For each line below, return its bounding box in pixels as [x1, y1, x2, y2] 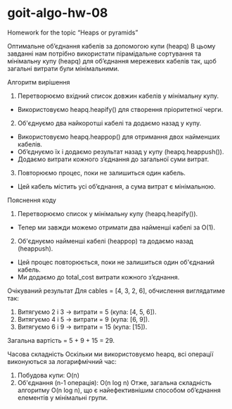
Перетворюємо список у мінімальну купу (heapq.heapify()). [17, 209, 198, 218]
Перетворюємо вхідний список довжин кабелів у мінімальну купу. [17, 92, 219, 100]
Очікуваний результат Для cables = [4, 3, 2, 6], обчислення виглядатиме [7, 287, 226, 295]
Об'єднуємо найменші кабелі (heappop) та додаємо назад [17, 237, 193, 245]
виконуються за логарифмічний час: [7, 357, 117, 365]
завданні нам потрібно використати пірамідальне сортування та [7, 49, 202, 58]
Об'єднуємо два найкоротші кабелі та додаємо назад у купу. [17, 118, 202, 127]
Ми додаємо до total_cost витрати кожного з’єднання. [17, 272, 180, 281]
